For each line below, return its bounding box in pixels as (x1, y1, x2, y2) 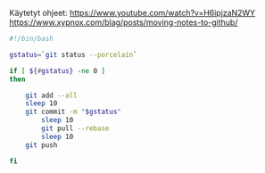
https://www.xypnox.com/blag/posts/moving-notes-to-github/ (9, 17, 238, 28)
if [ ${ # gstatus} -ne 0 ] (9, 66, 105, 75)
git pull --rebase (41, 124, 110, 133)
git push (25, 140, 58, 150)
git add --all (25, 91, 78, 100)
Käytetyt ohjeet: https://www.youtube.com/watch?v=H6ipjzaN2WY (9, 8, 256, 18)
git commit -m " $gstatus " (25, 107, 122, 117)
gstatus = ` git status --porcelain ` (9, 50, 138, 59)
